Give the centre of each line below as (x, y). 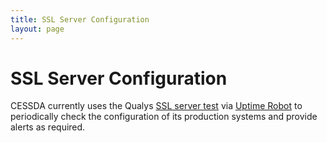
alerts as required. (48, 127)
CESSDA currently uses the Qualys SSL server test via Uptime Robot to (156, 106)
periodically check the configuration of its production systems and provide (164, 117)
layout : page (37, 29)
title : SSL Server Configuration (80, 19)
